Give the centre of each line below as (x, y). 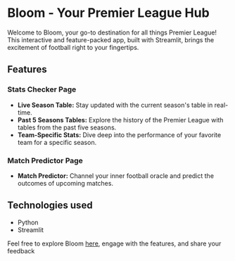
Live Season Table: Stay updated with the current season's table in (115, 105)
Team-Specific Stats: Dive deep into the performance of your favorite (119, 134)
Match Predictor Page (45, 160)
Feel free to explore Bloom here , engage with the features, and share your (114, 243)
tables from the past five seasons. (67, 127)
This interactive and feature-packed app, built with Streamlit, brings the (111, 39)
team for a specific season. (57, 142)
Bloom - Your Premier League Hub (108, 13)
